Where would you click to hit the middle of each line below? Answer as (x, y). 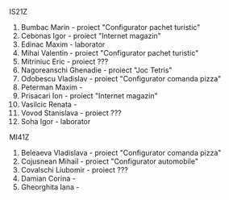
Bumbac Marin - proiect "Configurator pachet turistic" (110, 27)
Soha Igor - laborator (56, 121)
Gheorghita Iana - (50, 187)
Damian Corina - (48, 178)
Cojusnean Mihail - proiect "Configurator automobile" (109, 161)
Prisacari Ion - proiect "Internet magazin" (89, 96)
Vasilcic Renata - (49, 104)
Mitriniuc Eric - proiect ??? (65, 61)
